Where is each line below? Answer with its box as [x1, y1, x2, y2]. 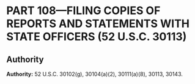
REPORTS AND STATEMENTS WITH [6, 17, 190, 31]
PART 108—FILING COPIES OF [6, 4, 161, 18]
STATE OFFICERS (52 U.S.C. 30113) [6, 30, 187, 44]
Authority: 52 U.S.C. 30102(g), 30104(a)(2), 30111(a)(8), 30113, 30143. [6, 71, 183, 77]
